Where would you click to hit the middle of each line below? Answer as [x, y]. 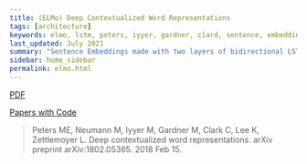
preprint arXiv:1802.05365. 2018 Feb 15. [107, 149]
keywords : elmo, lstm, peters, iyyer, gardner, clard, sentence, [136, 35]
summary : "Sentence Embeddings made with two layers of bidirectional [147, 52]
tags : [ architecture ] [51, 26]
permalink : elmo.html [51, 69]
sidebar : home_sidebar [53, 60]
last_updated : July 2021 [57, 43]
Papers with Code [43, 112]
